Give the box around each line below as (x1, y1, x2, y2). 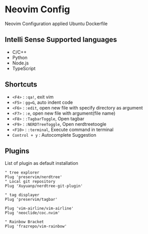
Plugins (5, 146, 30, 155)
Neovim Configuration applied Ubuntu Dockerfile (5, 20, 108, 27)
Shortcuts (5, 80, 37, 89)
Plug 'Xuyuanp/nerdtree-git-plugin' (5, 183, 83, 189)
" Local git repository (5, 179, 56, 184)
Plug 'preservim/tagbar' (5, 197, 58, 202)
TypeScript (12, 65, 36, 71)
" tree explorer (5, 170, 39, 175)
